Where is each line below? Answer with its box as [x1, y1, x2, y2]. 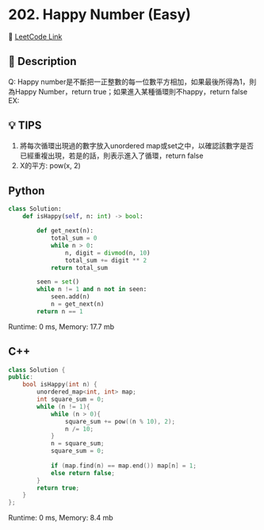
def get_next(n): [36, 227, 94, 235]
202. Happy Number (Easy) [8, 6, 192, 24]
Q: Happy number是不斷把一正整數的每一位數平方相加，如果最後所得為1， [8, 77, 250, 86]
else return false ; [50, 469, 115, 477]
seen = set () [36, 278, 80, 286]
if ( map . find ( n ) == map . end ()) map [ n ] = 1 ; [50, 462, 197, 470]
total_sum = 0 [50, 234, 98, 242]
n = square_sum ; [50, 440, 105, 447]
